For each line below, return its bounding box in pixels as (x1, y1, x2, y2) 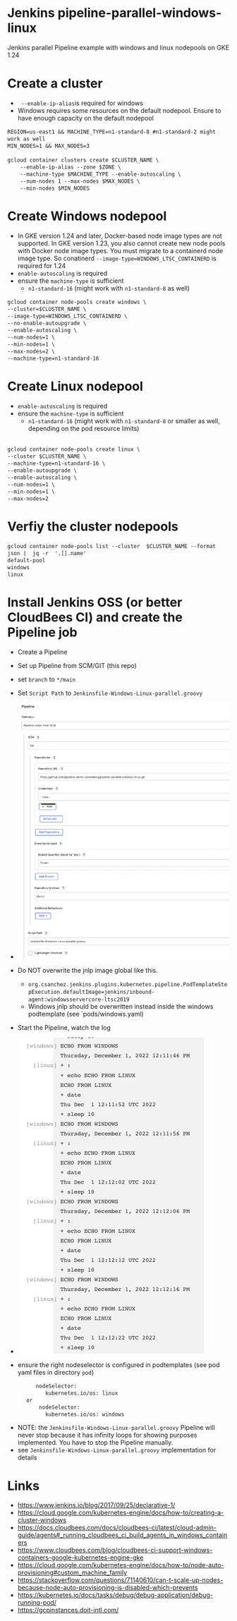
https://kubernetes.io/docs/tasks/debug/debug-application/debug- (17, 1591, 214, 1599)
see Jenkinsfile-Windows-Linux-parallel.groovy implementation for (17, 1445, 217, 1454)
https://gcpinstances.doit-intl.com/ (17, 1606, 119, 1615)
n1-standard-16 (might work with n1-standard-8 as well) (28, 284, 190, 292)
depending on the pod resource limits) (28, 424, 140, 432)
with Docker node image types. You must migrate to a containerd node (17, 246, 224, 255)
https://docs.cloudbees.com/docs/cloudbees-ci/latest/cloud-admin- (17, 1524, 217, 1532)
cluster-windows (17, 1516, 67, 1524)
